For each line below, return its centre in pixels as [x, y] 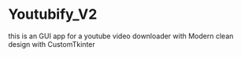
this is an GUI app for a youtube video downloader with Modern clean [121, 36]
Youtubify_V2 [53, 14]
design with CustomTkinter [52, 44]
